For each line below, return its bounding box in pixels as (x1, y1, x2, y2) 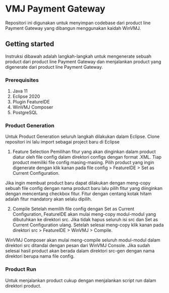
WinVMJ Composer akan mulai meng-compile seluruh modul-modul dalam (5, 237, 160, 243)
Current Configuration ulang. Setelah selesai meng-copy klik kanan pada (12, 222, 164, 228)
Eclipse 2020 (12, 93, 40, 100)
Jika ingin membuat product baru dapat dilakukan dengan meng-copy (5, 180, 151, 186)
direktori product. (5, 282, 41, 288)
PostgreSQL (12, 110, 38, 116)
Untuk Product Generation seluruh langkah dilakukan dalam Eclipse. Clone (5, 133, 160, 139)
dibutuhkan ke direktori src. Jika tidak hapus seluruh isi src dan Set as (12, 217, 158, 223)
